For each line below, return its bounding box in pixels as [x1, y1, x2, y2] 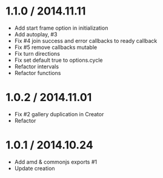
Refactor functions [14, 69, 61, 76]
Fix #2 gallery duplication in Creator [14, 110, 104, 117]
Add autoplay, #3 [14, 30, 58, 38]
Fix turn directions [14, 50, 60, 57]
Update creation [14, 165, 55, 172]
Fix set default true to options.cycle [14, 56, 103, 64]
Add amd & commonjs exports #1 [14, 158, 98, 165]
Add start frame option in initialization [14, 24, 108, 31]
